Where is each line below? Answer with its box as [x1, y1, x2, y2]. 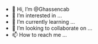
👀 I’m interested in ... [11, 12, 62, 19]
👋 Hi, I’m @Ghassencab [11, 6, 69, 12]
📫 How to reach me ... [11, 32, 67, 38]
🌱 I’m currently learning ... [11, 18, 75, 25]
